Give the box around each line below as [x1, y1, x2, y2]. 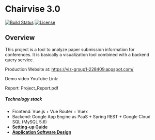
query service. [5, 57, 34, 63]
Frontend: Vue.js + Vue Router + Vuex [12, 108, 88, 114]
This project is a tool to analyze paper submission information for [5, 46, 135, 52]
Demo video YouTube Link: [5, 75, 59, 81]
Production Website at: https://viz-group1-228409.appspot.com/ [5, 66, 134, 72]
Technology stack [5, 96, 42, 102]
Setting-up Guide [12, 124, 48, 130]
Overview [5, 34, 35, 42]
